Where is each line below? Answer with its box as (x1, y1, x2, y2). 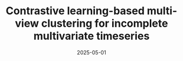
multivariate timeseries (33, 30, 150, 43)
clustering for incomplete (41, 17, 168, 30)
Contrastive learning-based (5, 4, 145, 18)
